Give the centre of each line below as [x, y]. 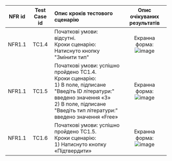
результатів [145, 23]
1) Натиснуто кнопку [80, 144]
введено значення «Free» [86, 117]
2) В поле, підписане [80, 104]
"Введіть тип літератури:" [86, 110]
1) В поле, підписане [80, 85]
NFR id [17, 16]
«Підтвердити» [73, 151]
